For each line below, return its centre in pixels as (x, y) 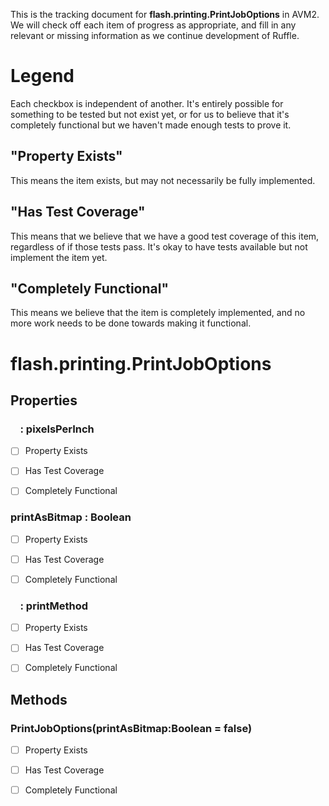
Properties (44, 400)
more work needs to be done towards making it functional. (131, 323)
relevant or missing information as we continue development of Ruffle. (155, 35)
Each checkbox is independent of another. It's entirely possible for (147, 103)
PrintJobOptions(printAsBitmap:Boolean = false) (131, 728)
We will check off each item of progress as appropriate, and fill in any (153, 25)
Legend (42, 76)
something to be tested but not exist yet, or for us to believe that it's (150, 114)
